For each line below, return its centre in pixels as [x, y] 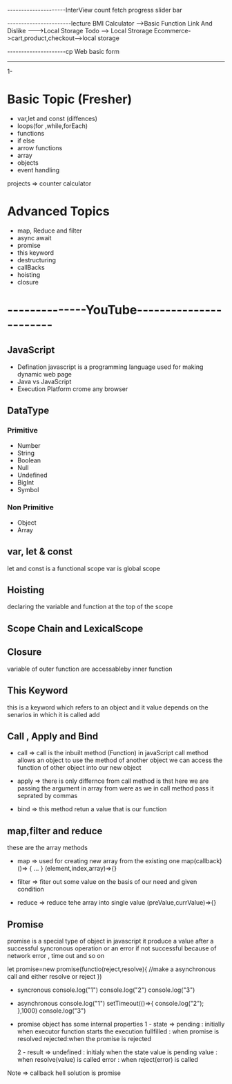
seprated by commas [47, 796]
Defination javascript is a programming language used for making [110, 367]
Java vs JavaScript [44, 381]
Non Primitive [30, 507]
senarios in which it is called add [54, 714]
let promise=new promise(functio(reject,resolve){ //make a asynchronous [112, 969]
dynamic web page [45, 374]
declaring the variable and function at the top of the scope [90, 607]
